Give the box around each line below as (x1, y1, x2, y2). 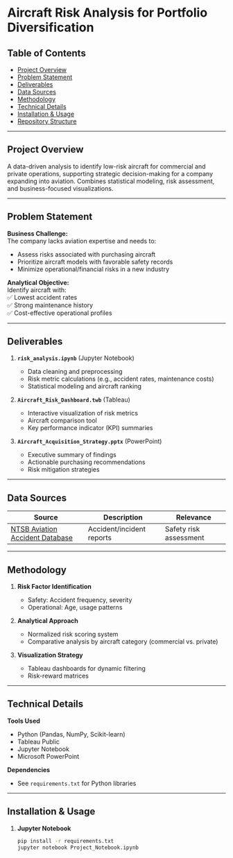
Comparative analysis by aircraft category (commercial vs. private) (27, 637, 218, 646)
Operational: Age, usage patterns (27, 603, 123, 612)
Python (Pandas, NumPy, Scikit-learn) (17, 730, 126, 738)
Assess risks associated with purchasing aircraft (17, 250, 156, 258)
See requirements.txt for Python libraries (17, 779, 137, 787)
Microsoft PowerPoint (17, 752, 80, 760)
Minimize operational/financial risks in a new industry (17, 265, 170, 273)
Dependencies (7, 765, 51, 774)
